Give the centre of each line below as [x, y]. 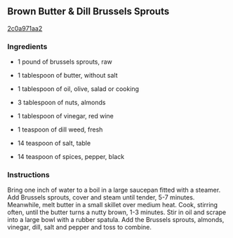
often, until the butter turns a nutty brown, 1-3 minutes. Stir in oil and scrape [117, 212]
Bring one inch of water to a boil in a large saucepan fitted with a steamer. [114, 190]
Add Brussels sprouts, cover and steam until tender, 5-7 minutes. [101, 197]
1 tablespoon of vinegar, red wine [66, 116]
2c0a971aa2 [25, 28]
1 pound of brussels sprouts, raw [65, 62]
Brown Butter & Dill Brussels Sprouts [88, 12]
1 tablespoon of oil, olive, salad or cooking [78, 89]
